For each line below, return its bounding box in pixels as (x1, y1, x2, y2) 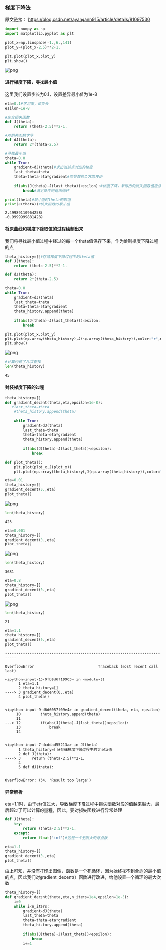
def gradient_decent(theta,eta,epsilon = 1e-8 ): (5, 400, 103, 405)
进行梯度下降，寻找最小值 (5, 79, 57, 85)
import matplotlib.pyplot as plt (5, 31, 74, 36)
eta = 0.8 (5, 578, 21, 583)
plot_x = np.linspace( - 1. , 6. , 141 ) (5, 40, 72, 45)
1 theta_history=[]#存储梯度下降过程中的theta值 (18, 747, 112, 752)
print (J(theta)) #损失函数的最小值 (5, 202, 70, 206)
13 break (16, 725, 61, 730)
